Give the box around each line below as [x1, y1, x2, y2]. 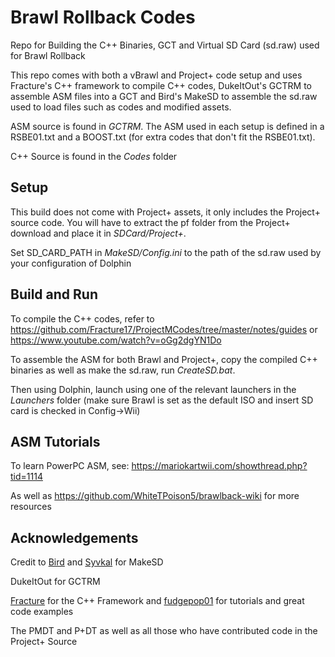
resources [10, 501, 52, 513]
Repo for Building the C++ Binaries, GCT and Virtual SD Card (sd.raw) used [10, 39, 320, 51]
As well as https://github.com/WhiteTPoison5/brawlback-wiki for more [10, 490, 300, 502]
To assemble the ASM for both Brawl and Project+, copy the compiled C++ [10, 353, 318, 365]
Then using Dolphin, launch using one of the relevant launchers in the [10, 383, 297, 395]
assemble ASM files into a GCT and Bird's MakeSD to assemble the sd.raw [10, 90, 318, 102]
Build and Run [10, 286, 98, 303]
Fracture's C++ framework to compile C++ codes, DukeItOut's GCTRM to [10, 79, 312, 91]
